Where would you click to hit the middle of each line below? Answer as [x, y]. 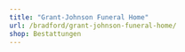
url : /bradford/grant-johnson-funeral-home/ [93, 26]
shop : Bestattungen [45, 33]
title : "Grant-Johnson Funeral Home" [79, 17]
